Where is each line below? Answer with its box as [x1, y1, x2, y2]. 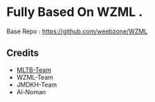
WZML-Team [16, 73, 53, 81]
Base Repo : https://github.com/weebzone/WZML [6, 27, 148, 35]
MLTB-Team [16, 65, 51, 74]
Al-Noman [16, 87, 46, 96]
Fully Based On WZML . [6, 4, 143, 20]
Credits [6, 47, 39, 59]
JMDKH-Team [16, 80, 57, 89]
